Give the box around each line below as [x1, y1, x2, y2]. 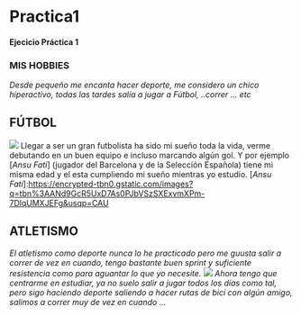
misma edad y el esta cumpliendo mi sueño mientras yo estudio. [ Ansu [9, 168, 272, 179]
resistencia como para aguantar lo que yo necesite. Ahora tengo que [9, 267, 278, 278]
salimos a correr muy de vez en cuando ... [9, 296, 167, 307]
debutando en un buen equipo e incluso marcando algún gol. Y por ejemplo [9, 149, 290, 160]
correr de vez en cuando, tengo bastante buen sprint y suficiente [9, 257, 252, 267]
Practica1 [9, 6, 79, 27]
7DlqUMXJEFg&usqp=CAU [9, 197, 110, 208]
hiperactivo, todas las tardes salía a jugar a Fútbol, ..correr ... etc [9, 89, 251, 100]
